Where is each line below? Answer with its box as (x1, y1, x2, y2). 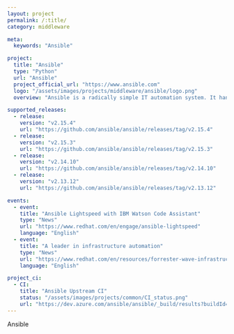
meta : (7, 36, 23, 43)
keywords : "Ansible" (13, 43, 73, 50)
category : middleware (7, 23, 70, 30)
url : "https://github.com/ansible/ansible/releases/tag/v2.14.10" (19, 165, 217, 172)
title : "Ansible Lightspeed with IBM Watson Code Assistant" (19, 210, 201, 217)
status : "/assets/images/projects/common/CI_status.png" (19, 294, 189, 301)
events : (7, 197, 30, 204)
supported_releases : (7, 106, 68, 114)
